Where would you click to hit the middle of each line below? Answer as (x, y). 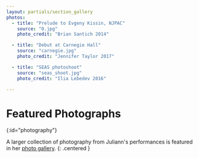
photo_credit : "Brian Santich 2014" (63, 34)
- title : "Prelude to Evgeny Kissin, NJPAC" (68, 23)
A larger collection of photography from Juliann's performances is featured (99, 142)
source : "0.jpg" (38, 29)
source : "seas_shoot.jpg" (50, 73)
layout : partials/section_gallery (50, 12)
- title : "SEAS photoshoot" (47, 67)
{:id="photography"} (32, 130)
